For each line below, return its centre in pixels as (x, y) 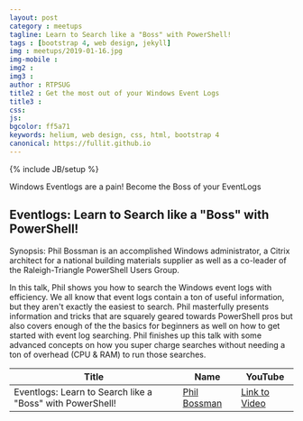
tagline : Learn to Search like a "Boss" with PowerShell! (120, 34)
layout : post (34, 18)
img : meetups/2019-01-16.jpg (66, 51)
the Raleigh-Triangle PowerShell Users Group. (95, 270)
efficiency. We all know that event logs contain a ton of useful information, (147, 297)
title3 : (26, 101)
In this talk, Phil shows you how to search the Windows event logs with (141, 287)
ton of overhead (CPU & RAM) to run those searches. (108, 354)
